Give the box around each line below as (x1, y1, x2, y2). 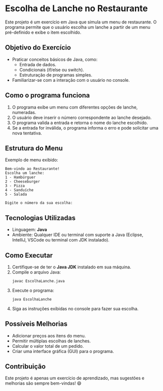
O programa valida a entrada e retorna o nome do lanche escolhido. (12, 120, 148, 126)
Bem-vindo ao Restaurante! (5, 167, 60, 171)
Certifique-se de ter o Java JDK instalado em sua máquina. (12, 264, 131, 270)
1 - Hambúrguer (5, 175, 36, 180)
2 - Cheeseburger (5, 179, 40, 184)
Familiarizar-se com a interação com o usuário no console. (12, 77, 130, 83)
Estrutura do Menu (5, 144, 63, 152)
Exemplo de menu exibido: (5, 157, 58, 163)
